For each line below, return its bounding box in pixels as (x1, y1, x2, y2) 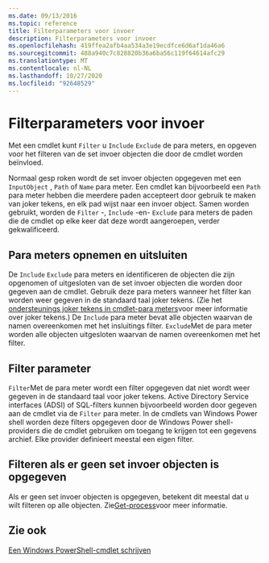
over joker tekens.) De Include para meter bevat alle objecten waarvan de (8, 312, 253, 323)
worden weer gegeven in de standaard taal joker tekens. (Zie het (8, 295, 223, 305)
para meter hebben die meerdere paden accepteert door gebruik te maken (8, 190, 256, 200)
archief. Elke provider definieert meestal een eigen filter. (8, 435, 195, 444)
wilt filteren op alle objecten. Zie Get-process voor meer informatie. (8, 500, 228, 510)
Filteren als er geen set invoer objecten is (8, 457, 220, 472)
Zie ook (8, 523, 47, 537)
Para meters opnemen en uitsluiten (8, 248, 188, 262)
